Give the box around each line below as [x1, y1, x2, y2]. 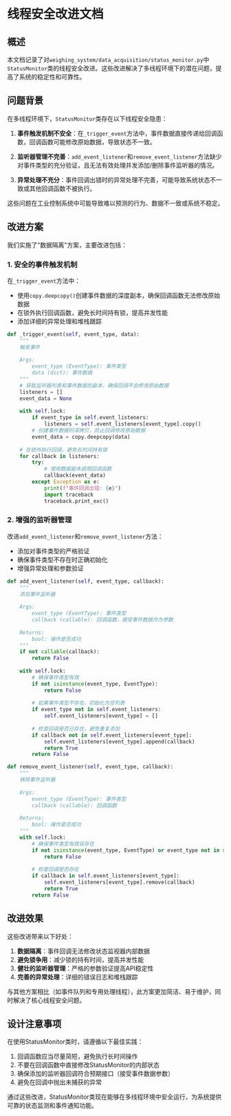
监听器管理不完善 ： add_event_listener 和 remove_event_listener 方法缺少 [16, 152, 222, 161]
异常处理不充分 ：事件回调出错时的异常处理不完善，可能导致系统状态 [16, 175, 210, 183]
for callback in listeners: [19, 452, 100, 459]
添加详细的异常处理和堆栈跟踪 [16, 317, 102, 325]
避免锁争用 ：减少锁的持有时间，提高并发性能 [16, 955, 144, 964]
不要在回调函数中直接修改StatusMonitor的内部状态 [16, 1061, 160, 1069]
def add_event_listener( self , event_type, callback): [7, 577, 165, 585]
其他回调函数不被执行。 [29, 184, 96, 192]
